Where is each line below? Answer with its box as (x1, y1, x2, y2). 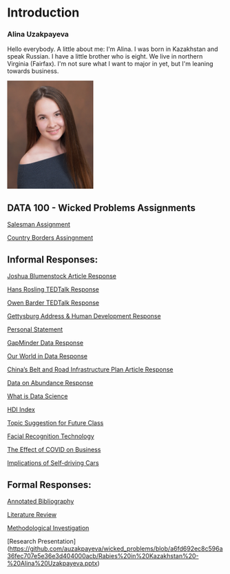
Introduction (7, 5, 80, 21)
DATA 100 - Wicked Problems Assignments (7, 202, 196, 214)
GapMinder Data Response (7, 339, 84, 347)
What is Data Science (7, 392, 68, 400)
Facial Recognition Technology (7, 432, 94, 440)
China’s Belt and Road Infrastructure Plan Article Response (7, 365, 174, 373)
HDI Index (7, 405, 36, 414)
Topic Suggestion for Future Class (7, 419, 104, 427)
